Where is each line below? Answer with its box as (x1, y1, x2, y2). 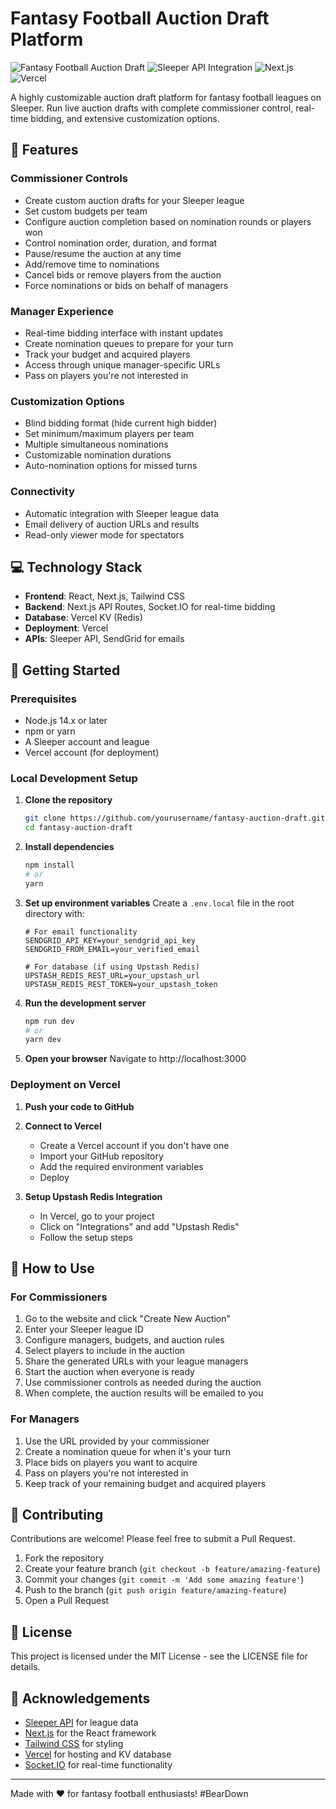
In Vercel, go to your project (39, 1210, 155, 1222)
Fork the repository (24, 1552, 105, 1564)
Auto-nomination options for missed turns (24, 460, 198, 472)
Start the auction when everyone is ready (24, 1366, 195, 1378)
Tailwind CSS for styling (24, 1738, 124, 1750)
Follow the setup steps (39, 1231, 133, 1243)
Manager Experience (10, 304, 114, 318)
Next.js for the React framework (24, 1727, 157, 1739)
